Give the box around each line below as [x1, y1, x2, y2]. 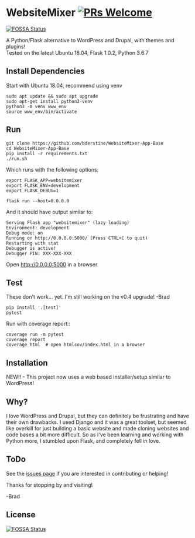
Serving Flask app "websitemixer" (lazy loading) [6, 219, 130, 226]
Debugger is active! [6, 245, 57, 251]
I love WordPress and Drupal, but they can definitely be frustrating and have [6, 412, 189, 419]
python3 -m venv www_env [6, 103, 67, 109]
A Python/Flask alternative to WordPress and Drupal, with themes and [6, 36, 175, 44]
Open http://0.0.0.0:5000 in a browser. [6, 260, 99, 268]
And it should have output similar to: [6, 208, 93, 215]
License [6, 510, 36, 520]
